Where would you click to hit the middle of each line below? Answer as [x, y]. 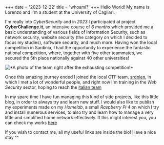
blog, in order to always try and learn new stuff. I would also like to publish [80, 102]
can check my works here [31, 123]
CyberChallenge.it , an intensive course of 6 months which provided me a [79, 27]
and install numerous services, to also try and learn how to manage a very [79, 112]
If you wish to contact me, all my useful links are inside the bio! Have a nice [81, 132]
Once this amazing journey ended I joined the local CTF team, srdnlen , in [78, 77]
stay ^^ [12, 137]
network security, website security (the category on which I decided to [76, 37]
